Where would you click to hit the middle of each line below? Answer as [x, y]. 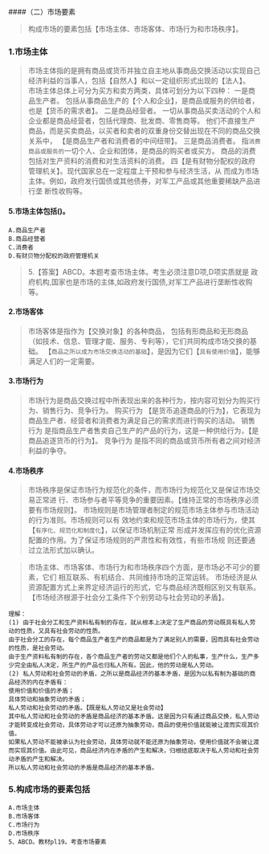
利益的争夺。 [49, 450]
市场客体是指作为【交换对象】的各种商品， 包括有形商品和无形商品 [138, 331]
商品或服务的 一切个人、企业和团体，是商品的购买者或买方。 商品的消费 [142, 151]
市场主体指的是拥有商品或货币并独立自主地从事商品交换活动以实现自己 [144, 71]
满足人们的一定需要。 [63, 361]
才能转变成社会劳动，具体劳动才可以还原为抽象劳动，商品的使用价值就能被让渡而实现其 [131, 725]
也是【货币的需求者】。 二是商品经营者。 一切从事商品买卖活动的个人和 [144, 111]
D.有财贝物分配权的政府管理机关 [54, 255]
